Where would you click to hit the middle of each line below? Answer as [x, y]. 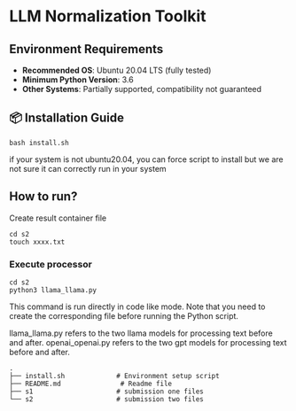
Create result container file [58, 218]
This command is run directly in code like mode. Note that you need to [137, 306]
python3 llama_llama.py [53, 290]
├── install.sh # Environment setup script [114, 376]
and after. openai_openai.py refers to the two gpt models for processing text [148, 342]
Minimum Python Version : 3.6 [78, 80]
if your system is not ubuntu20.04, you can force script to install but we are [146, 159]
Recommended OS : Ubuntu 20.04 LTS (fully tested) [117, 70]
